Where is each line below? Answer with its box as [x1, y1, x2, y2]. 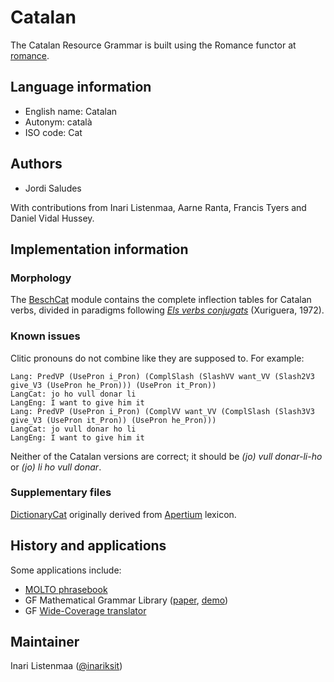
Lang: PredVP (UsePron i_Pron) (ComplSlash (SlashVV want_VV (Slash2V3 [10, 371, 315, 381]
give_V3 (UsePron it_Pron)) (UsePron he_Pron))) [10, 415, 217, 425]
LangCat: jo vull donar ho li [10, 424, 137, 434]
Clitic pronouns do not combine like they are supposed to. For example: [10, 352, 305, 364]
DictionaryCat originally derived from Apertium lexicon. [10, 508, 237, 520]
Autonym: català [24, 116, 93, 128]
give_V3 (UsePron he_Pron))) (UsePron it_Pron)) [10, 380, 217, 390]
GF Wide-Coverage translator [24, 604, 147, 616]
